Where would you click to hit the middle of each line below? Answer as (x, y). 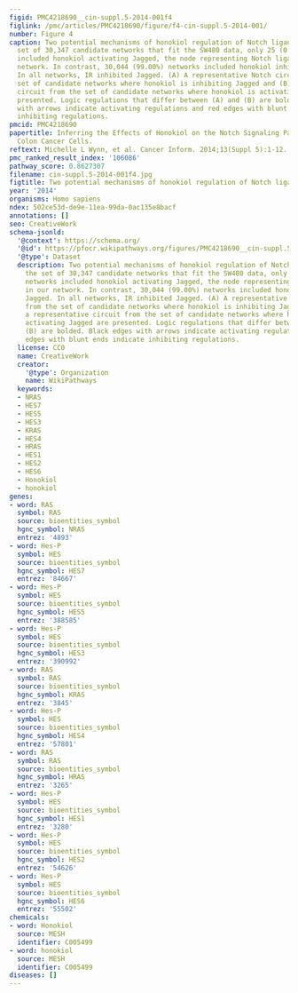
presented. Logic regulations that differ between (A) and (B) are (145, 100)
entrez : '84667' (47, 579)
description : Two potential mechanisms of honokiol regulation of (142, 266)
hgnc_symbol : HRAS (51, 777)
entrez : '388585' (49, 620)
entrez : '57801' (47, 744)
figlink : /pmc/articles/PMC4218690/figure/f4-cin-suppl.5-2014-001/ (138, 26)
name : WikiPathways (61, 381)
